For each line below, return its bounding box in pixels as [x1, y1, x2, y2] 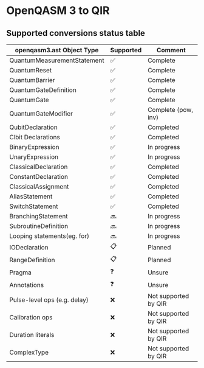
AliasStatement [9, 192, 53, 201]
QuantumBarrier [9, 76, 55, 84]
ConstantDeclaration [9, 173, 69, 181]
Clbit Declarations [9, 133, 61, 141]
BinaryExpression [9, 143, 59, 151]
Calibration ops [9, 313, 53, 321]
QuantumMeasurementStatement [9, 56, 104, 64]
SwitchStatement [9, 202, 58, 210]
